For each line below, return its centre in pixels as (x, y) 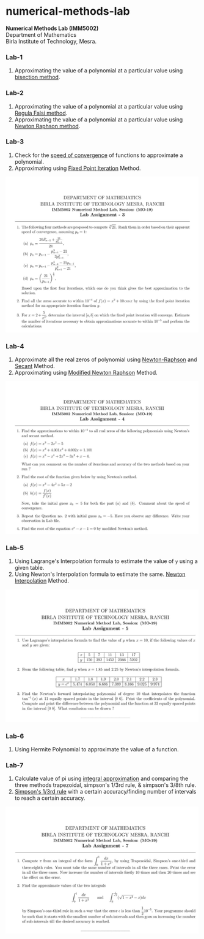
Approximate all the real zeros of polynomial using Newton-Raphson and (106, 359)
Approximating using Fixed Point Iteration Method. (78, 168)
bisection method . (37, 77)
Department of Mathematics (41, 34)
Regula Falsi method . (41, 113)
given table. (29, 568)
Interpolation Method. (42, 581)
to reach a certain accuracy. (50, 798)
